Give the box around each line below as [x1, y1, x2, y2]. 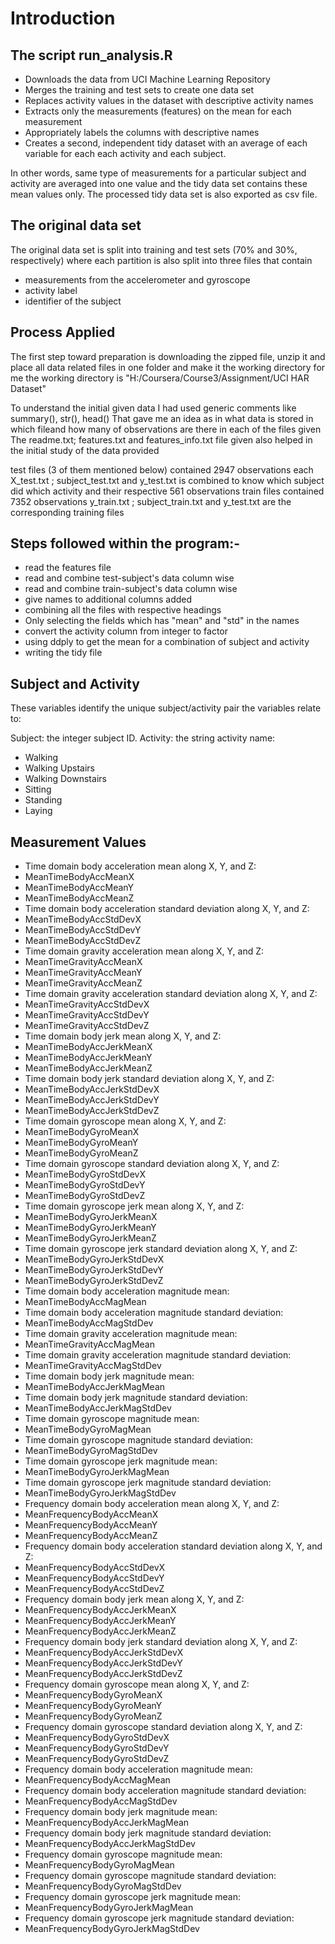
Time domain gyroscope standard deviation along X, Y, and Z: [24, 1158, 280, 1170]
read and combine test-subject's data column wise [24, 572, 235, 584]
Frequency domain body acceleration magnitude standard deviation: [24, 1785, 307, 1797]
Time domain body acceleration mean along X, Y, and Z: [24, 860, 257, 872]
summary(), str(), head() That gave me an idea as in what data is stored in [10, 412, 314, 424]
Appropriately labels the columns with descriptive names [24, 127, 260, 138]
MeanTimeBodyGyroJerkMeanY [24, 1222, 157, 1234]
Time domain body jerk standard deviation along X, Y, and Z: [24, 1073, 275, 1085]
